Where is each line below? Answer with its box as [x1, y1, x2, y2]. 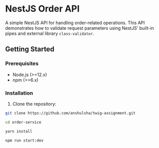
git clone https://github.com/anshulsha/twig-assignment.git [5, 110, 136, 116]
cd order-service [5, 119, 42, 125]
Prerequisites [5, 60, 39, 67]
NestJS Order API [5, 3, 80, 15]
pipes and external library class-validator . [5, 30, 94, 36]
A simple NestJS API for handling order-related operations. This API [5, 20, 145, 26]
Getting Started [5, 45, 55, 53]
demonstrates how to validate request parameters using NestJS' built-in [5, 25, 154, 31]
